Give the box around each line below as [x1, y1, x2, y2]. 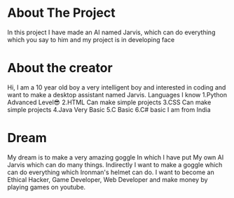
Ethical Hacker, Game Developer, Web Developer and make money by [7, 175, 208, 183]
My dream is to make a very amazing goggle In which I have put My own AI [7, 153, 224, 162]
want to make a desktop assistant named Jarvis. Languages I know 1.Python [7, 90, 228, 99]
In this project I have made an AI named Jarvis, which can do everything [7, 28, 216, 36]
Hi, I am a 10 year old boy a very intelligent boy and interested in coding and [7, 83, 226, 92]
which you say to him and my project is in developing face [7, 35, 175, 43]
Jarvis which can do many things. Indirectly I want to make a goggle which [7, 160, 223, 169]
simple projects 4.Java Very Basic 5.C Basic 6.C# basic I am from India [7, 105, 212, 113]
